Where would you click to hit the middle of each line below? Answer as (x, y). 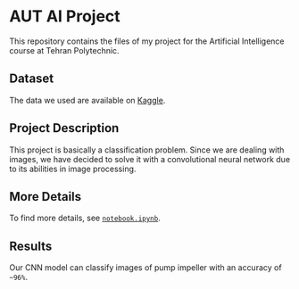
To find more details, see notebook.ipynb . (85, 218)
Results (31, 246)
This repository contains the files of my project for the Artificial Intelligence (147, 41)
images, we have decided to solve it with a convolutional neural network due (150, 159)
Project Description (64, 128)
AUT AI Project (65, 17)
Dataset (32, 79)
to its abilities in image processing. (73, 169)
